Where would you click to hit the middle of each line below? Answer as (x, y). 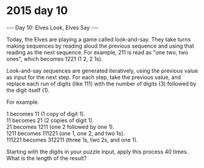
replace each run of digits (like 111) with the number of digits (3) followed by (101, 84)
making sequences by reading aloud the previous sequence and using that (100, 46)
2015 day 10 (37, 11)
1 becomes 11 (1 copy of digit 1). (46, 114)
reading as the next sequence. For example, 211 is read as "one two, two (97, 52)
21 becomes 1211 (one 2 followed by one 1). (60, 126)
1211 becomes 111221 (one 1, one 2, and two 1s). (66, 133)
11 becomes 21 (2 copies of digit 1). (50, 120)
